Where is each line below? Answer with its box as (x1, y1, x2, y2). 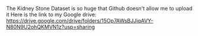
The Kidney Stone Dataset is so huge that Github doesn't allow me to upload (6, 5, 193, 12)
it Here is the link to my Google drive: (6, 11, 97, 18)
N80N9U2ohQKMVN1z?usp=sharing (6, 23, 95, 30)
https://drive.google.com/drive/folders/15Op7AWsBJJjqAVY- (6, 17, 154, 24)
